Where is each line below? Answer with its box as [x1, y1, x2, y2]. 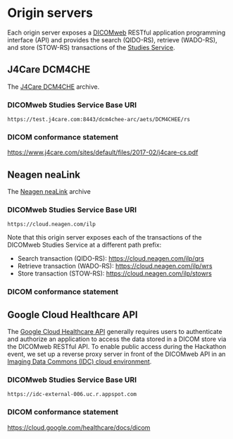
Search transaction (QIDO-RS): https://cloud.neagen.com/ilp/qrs [17, 254, 204, 263]
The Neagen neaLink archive [7, 187, 92, 196]
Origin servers [7, 5, 94, 21]
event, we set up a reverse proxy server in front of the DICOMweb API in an [7, 350, 226, 359]
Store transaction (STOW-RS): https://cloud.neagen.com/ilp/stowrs [17, 269, 213, 278]
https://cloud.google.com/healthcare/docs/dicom [7, 423, 151, 431]
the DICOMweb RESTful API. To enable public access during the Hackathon [7, 342, 227, 351]
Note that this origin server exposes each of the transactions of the [7, 233, 202, 242]
